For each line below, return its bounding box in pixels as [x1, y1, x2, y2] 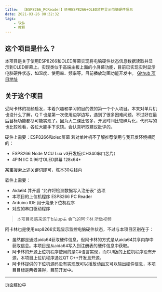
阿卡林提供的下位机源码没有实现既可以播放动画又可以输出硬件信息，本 [12, 260, 152, 267]
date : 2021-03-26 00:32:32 [5, 12, 59, 16]
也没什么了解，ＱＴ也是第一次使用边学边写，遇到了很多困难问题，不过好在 [5, 112, 153, 117]
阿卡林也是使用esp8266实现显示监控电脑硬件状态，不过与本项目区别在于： [5, 226, 154, 232]
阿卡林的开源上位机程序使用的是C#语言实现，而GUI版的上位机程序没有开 [12, 248, 157, 255]
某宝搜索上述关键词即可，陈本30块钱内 [5, 167, 82, 173]
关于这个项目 [5, 92, 43, 100]
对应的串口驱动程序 [12, 206, 51, 211]
